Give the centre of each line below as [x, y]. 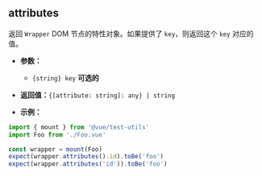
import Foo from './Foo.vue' [57, 135]
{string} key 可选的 [65, 78]
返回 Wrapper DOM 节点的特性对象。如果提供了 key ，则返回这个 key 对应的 [131, 33]
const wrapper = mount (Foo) [56, 149]
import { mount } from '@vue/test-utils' [79, 127]
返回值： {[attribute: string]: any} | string [98, 95]
